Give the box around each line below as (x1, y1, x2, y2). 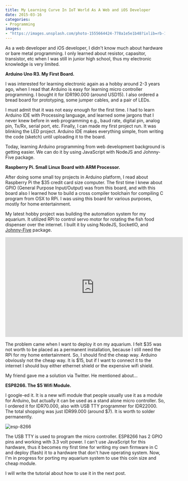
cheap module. (5, 460, 37, 466)
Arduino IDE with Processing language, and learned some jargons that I (5, 112, 154, 118)
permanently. (5, 414, 33, 420)
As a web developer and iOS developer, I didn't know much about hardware (5, 45, 163, 51)
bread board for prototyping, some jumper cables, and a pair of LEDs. (5, 97, 151, 103)
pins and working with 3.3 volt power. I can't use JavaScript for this (5, 439, 146, 444)
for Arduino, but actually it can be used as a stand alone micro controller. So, (5, 398, 165, 403)
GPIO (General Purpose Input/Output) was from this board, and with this (5, 185, 156, 191)
